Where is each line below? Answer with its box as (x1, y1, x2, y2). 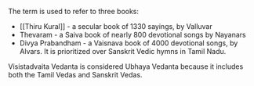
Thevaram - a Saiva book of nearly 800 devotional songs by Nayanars (19, 30, 246, 39)
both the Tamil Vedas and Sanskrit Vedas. (8, 70, 143, 79)
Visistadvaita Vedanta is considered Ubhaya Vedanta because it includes (8, 62, 244, 71)
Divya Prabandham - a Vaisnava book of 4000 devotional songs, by (19, 38, 238, 48)
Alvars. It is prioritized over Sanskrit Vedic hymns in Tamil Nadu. (19, 47, 227, 56)
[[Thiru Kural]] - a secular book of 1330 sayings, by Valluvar (19, 22, 213, 30)
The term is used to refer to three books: (8, 7, 140, 16)
